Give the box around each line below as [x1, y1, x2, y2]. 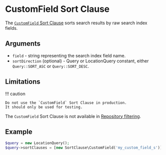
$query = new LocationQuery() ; [5, 141, 70, 146]
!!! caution [5, 91, 26, 97]
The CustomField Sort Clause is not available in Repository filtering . [5, 113, 141, 119]
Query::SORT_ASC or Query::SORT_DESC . [12, 63, 89, 69]
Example [5, 127, 33, 136]
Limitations [5, 78, 41, 86]
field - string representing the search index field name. [12, 52, 126, 58]
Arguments [5, 40, 41, 48]
